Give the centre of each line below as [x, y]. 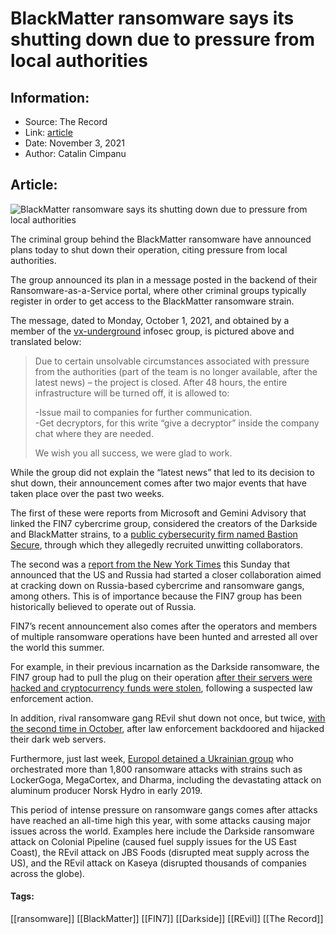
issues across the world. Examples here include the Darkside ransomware [162, 831]
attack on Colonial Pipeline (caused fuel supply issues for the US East [153, 841]
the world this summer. [57, 647]
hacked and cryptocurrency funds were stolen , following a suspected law [161, 688]
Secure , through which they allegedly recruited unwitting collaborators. [156, 544]
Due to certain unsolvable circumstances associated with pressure [172, 361]
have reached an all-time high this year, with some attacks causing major [161, 820]
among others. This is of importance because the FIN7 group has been [156, 596]
